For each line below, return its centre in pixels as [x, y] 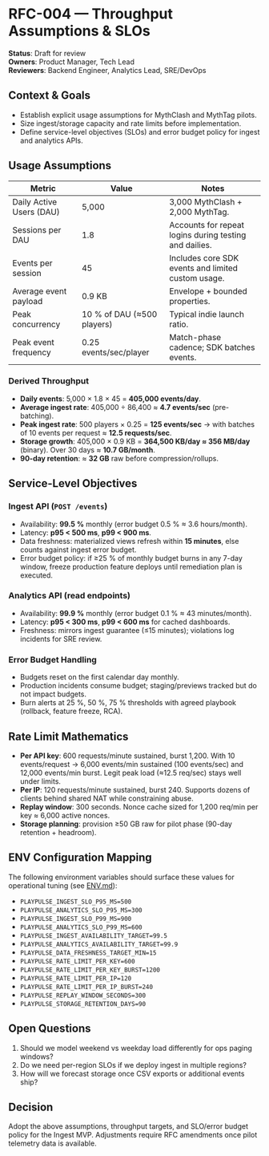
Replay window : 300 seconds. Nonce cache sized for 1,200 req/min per [139, 806]
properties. [190, 301]
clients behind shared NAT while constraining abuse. [106, 798]
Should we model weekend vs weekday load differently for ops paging [136, 1048]
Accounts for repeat [207, 225]
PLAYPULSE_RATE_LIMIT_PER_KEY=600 [77, 961]
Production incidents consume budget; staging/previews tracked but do [139, 686]
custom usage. [197, 278]
